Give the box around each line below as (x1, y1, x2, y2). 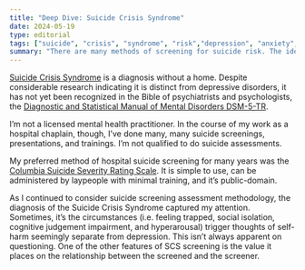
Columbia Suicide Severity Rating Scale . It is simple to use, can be (9, 165, 257, 176)
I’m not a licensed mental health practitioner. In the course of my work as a (9, 119, 289, 130)
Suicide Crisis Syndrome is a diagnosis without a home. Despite (9, 72, 248, 83)
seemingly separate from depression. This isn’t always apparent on (30, 231, 282, 242)
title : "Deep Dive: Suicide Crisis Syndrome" (9, 13, 184, 23)
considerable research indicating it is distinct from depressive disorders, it (9, 82, 287, 93)
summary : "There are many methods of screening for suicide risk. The (9, 47, 282, 56)
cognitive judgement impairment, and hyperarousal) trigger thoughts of (9, 222, 276, 233)
